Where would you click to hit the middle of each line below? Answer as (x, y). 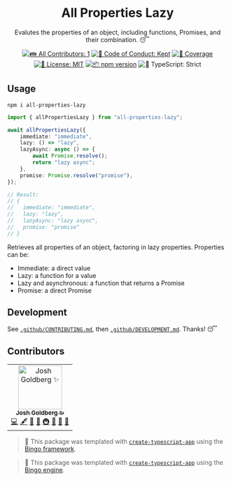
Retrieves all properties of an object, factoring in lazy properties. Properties (116, 247)
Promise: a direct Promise (55, 290)
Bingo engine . (44, 470)
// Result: (23, 195)
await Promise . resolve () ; (70, 156)
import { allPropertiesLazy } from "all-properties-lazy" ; (95, 117)
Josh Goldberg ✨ (40, 413)
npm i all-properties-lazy (47, 105)
